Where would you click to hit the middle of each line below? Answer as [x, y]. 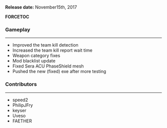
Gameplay [18, 29]
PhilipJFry [23, 105]
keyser [19, 110]
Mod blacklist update [34, 61]
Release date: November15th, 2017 [41, 7]
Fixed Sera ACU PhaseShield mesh [48, 66]
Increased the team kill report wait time [52, 50]
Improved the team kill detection [45, 45]
